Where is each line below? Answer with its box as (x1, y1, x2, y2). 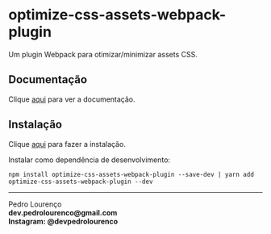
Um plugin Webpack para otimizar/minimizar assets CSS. (8, 49, 198, 59)
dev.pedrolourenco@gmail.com (8, 207, 118, 217)
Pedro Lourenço (8, 199, 62, 209)
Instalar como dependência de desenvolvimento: (8, 155, 171, 165)
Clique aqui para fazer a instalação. (8, 139, 127, 148)
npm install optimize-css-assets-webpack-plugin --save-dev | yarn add (8, 170, 254, 178)
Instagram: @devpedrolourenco (8, 216, 119, 226)
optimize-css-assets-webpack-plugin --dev (8, 178, 153, 186)
